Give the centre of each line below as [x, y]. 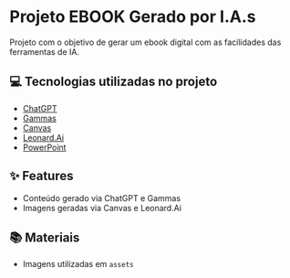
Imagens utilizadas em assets [78, 264]
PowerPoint [44, 147]
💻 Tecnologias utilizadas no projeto [114, 82]
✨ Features [41, 176]
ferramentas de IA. [45, 51]
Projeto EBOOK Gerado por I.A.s [133, 17]
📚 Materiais [45, 237]
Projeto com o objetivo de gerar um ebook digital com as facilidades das [145, 42]
